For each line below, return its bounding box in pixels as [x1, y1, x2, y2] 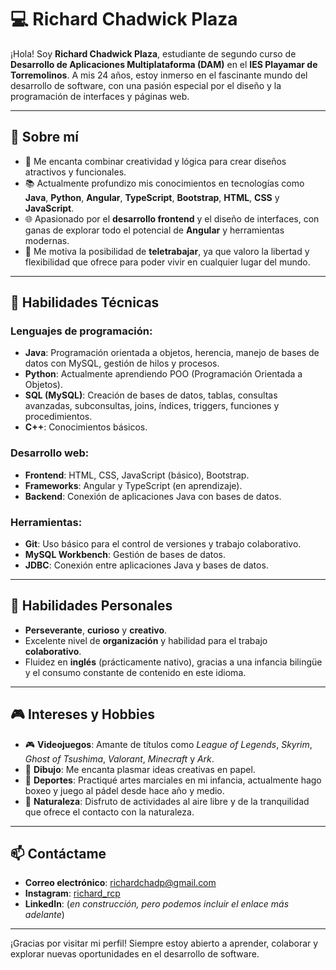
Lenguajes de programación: [10, 324, 153, 338]
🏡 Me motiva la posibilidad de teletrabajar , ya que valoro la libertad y [24, 245, 310, 257]
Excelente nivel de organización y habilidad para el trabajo [24, 634, 268, 646]
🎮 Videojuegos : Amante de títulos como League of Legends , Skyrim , [24, 738, 313, 750]
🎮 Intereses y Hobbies [10, 706, 156, 723]
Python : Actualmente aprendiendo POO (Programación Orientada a [24, 368, 303, 380]
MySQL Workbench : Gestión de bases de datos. [24, 549, 227, 561]
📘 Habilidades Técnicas [10, 294, 160, 311]
